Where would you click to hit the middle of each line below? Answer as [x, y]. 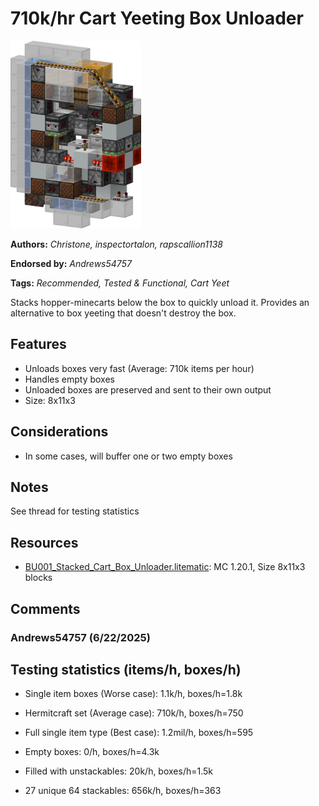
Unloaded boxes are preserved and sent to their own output [148, 389]
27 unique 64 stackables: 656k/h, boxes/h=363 [123, 791]
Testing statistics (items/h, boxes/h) [126, 669]
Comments [45, 608]
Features [38, 344]
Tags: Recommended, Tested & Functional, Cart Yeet [120, 283]
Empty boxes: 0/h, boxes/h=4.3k [92, 752]
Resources [44, 542]
